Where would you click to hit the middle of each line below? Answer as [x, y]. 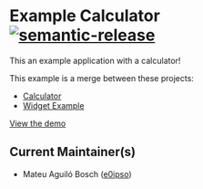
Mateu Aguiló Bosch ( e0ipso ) [77, 173]
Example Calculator [85, 16]
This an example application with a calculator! [95, 60]
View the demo [38, 123]
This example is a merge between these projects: [101, 78]
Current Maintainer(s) [73, 152]
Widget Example [53, 105]
